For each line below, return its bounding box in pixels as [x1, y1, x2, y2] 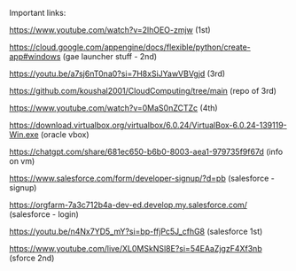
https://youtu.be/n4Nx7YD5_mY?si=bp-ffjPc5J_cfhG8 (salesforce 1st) [9, 226, 263, 236]
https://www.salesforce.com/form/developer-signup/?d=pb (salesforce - [9, 173, 275, 183]
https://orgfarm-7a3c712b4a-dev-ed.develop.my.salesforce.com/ [9, 199, 248, 210]
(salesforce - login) [9, 209, 80, 220]
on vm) [9, 156, 35, 166]
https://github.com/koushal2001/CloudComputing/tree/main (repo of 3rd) [9, 86, 277, 96]
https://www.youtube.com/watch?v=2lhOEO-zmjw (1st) [9, 25, 211, 35]
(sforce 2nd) [9, 252, 55, 263]
